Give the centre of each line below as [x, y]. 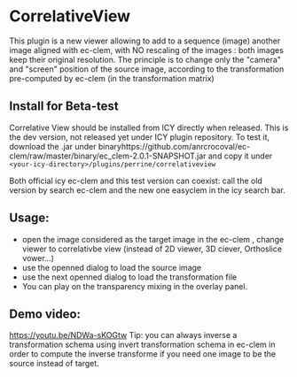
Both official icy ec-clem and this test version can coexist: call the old [136, 181]
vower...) [38, 258]
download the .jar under [53, 146]
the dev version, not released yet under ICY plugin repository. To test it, [140, 137]
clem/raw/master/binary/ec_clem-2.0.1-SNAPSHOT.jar [108, 156]
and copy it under [240, 156]
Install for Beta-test [64, 107]
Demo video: [45, 314]
